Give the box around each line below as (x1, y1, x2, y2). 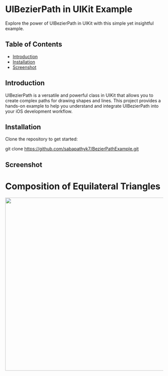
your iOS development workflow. (5, 108, 73, 114)
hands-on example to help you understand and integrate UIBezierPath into (5, 103, 159, 109)
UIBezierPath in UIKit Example (5, 4, 133, 15)
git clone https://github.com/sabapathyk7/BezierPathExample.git (5, 146, 139, 152)
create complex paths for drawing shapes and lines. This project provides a (5, 97, 161, 104)
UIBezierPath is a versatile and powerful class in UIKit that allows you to (5, 92, 154, 98)
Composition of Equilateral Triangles (5, 180, 160, 192)
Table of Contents (5, 40, 63, 49)
